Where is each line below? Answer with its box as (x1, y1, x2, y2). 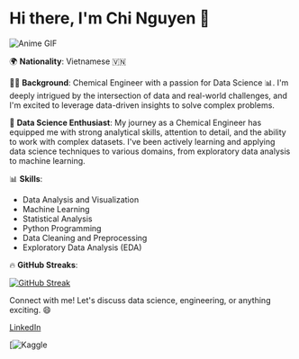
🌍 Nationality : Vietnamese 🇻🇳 (9, 56, 127, 67)
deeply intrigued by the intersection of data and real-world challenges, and (9, 90, 288, 101)
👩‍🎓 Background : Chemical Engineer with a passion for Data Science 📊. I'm (9, 76, 289, 88)
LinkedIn (9, 321, 41, 332)
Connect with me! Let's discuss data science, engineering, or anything (9, 294, 271, 305)
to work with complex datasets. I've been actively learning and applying (9, 136, 276, 147)
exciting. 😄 (9, 304, 51, 315)
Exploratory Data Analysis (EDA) (22, 242, 142, 253)
